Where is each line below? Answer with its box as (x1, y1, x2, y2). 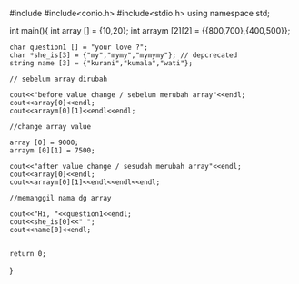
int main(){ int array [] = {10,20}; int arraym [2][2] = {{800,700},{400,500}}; (9, 25, 291, 35)
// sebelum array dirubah (9, 74, 107, 83)
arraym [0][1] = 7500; (9, 146, 95, 155)
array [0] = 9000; (9, 138, 79, 147)
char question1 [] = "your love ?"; (9, 43, 148, 52)
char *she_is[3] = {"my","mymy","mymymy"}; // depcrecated (9, 51, 238, 60)
